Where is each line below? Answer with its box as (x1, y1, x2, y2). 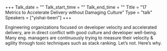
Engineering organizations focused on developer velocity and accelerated (5, 24, 157, 30)
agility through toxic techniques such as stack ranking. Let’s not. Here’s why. (5, 40, 162, 46)
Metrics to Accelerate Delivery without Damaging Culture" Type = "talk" (5, 9, 153, 15)
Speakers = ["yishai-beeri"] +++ (5, 15, 72, 20)
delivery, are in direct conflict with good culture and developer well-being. (5, 30, 157, 35)
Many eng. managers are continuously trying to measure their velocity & (5, 35, 154, 41)
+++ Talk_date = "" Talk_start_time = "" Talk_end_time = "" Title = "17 (5, 4, 147, 10)
